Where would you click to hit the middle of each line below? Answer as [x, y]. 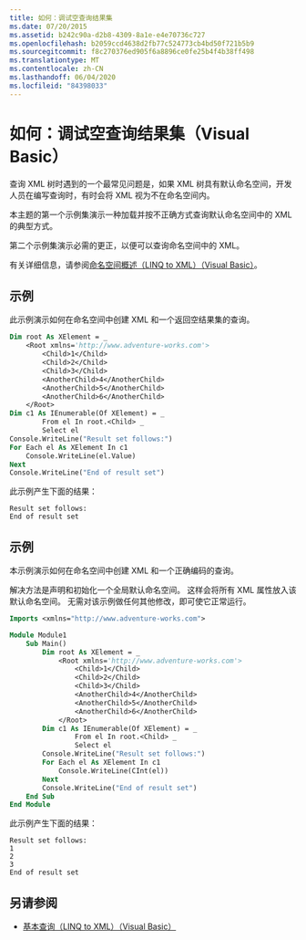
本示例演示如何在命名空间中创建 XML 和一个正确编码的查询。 [124, 570]
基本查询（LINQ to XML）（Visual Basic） [99, 926]
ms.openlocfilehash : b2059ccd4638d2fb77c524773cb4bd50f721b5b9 [132, 43]
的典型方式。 [33, 225]
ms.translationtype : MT [55, 60]
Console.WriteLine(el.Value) [81, 456]
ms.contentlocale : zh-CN [56, 69]
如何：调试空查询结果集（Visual [130, 134]
